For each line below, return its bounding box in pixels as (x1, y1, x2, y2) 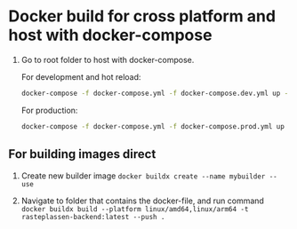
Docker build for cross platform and (8, 6, 277, 27)
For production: (20, 105, 78, 115)
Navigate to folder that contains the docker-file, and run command (20, 195, 264, 206)
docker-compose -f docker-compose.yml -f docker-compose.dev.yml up (20, 89, 281, 98)
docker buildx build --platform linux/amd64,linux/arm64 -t (20, 204, 249, 214)
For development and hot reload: (20, 71, 141, 82)
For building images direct (8, 146, 157, 162)
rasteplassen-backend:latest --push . (20, 212, 165, 221)
